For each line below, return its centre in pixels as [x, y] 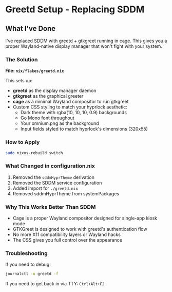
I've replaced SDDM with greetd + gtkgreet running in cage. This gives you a [86, 41]
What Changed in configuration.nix [50, 166]
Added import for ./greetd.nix [45, 188]
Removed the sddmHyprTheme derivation [54, 177]
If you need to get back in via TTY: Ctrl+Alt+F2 [55, 284]
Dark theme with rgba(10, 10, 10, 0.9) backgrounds [74, 113]
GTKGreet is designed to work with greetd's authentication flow [80, 229]
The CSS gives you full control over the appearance [67, 240]
